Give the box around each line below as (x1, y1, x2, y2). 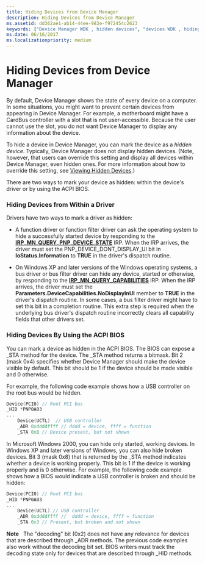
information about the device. (6, 129, 81, 136)
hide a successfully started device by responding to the (15, 232, 156, 240)
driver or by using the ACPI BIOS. (6, 185, 90, 192)
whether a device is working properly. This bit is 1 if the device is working (6, 459, 191, 467)
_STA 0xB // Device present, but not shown (17, 429, 130, 435)
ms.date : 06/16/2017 (6, 32, 59, 38)
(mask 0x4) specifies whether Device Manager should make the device (6, 357, 186, 365)
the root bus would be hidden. (6, 389, 82, 396)
